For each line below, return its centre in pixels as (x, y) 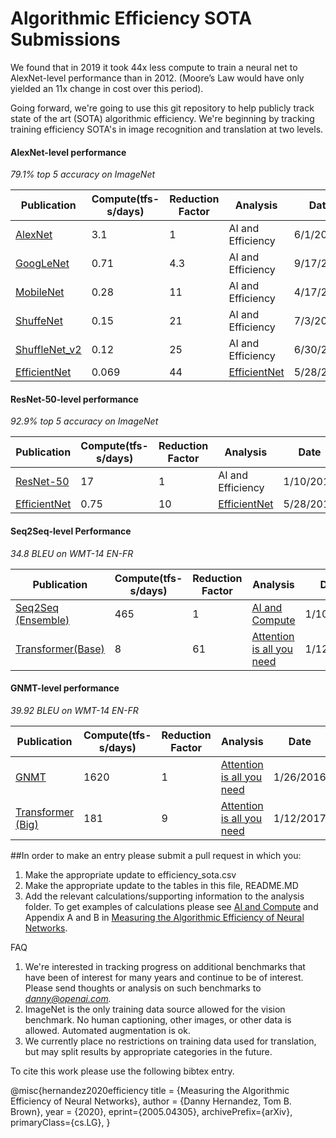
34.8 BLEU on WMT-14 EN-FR (72, 553)
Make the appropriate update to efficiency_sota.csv (130, 874)
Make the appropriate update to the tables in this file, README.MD (161, 885)
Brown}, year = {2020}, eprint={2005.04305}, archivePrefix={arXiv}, (151, 1111)
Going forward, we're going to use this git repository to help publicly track (162, 108)
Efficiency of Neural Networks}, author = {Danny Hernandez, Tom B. (151, 1101)
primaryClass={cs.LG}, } (60, 1122)
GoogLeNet (42, 264)
